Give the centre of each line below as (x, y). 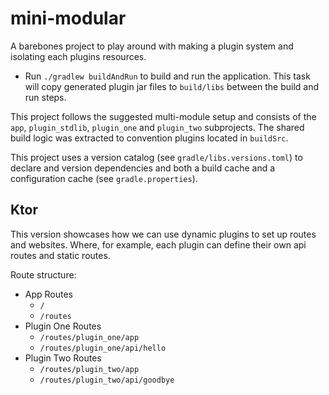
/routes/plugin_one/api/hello (103, 348)
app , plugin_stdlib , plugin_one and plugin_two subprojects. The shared (157, 127)
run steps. (45, 97)
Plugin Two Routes (63, 358)
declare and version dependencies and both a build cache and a (143, 168)
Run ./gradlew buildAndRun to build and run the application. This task (167, 76)
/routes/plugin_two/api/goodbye (107, 380)
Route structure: (43, 274)
